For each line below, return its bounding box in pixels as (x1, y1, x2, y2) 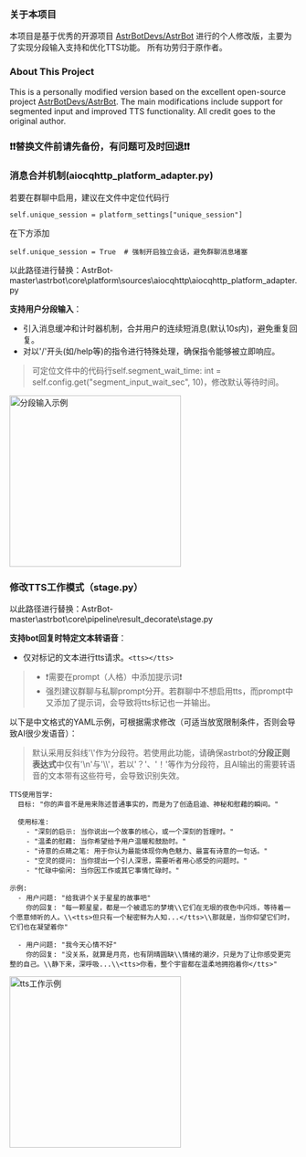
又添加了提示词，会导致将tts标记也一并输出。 (45, 697, 216, 708)
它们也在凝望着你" (9, 923, 69, 932)
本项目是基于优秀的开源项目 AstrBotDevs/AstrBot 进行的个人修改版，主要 (9, 30, 285, 42)
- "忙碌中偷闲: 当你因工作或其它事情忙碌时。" (26, 866, 180, 876)
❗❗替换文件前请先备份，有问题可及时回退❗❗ (9, 140, 190, 153)
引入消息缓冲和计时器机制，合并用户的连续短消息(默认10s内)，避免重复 (22, 323, 290, 334)
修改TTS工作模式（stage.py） (9, 580, 143, 593)
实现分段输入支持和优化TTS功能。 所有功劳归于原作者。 (16, 42, 227, 53)
